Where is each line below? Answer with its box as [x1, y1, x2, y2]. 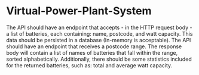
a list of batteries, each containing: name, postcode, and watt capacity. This [6, 30, 193, 37]
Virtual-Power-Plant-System [6, 4, 152, 18]
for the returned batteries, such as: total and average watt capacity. [6, 61, 173, 69]
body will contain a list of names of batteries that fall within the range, [6, 49, 178, 56]
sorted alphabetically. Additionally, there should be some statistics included [6, 55, 192, 62]
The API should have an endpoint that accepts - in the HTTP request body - [6, 24, 192, 31]
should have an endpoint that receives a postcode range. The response [6, 43, 182, 50]
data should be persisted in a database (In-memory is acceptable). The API [6, 36, 191, 43]
